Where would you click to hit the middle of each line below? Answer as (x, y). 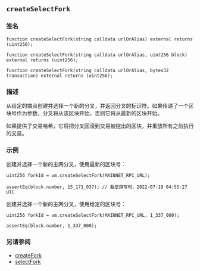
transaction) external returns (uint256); (60, 76)
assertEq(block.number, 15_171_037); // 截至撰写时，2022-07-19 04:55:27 (97, 187)
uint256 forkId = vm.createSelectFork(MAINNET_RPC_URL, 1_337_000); (93, 216)
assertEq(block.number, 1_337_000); (51, 226)
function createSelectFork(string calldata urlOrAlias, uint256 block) (97, 55)
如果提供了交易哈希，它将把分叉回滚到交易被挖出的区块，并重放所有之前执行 (100, 126)
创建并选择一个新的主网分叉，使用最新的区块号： (66, 164)
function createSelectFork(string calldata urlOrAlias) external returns (100, 39)
